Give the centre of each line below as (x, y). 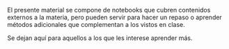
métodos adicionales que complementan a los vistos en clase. (96, 24)
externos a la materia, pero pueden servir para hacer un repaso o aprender (115, 17)
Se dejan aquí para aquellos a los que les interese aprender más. (100, 38)
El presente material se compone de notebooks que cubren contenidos (109, 10)
